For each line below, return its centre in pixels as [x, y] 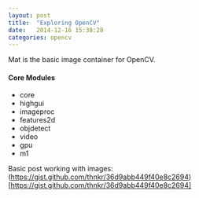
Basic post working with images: [61, 169]
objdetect [35, 128]
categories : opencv [40, 37]
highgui [32, 104]
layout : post [29, 15]
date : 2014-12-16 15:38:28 [56, 30]
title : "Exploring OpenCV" [54, 23]
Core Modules [32, 77]
